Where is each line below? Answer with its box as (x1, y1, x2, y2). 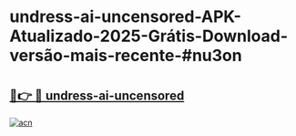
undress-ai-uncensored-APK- (9, 6, 241, 27)
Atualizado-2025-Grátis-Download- (9, 26, 289, 47)
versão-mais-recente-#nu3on (9, 46, 243, 66)
